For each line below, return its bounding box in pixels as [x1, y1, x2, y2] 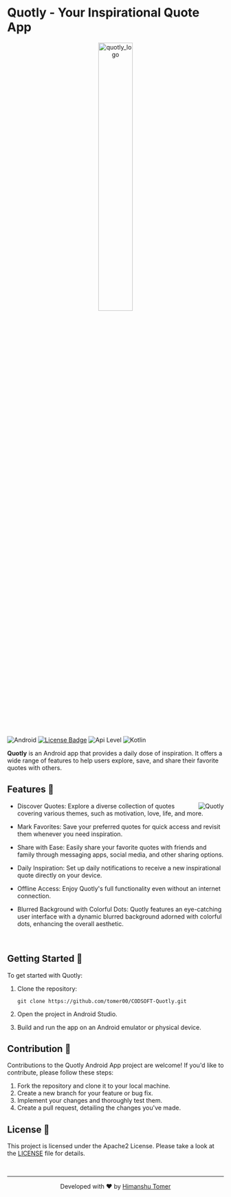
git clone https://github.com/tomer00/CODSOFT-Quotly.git [16, 998, 187, 1004]
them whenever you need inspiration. [16, 830, 123, 838]
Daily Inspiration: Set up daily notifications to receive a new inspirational [16, 864, 221, 872]
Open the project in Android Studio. [16, 1009, 118, 1018]
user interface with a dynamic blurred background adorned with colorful [16, 912, 222, 921]
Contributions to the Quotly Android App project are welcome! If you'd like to [7, 1061, 224, 1070]
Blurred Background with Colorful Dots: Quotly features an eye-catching [16, 905, 222, 913]
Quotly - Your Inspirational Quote [7, 5, 200, 21]
